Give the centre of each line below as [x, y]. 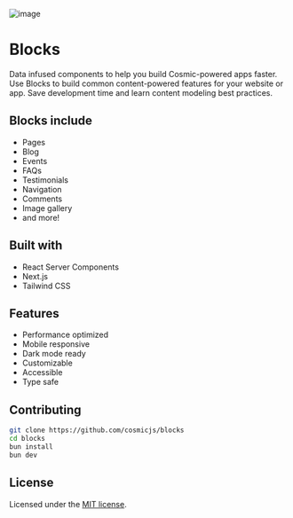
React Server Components [71, 267]
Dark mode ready [54, 354]
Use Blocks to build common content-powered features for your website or [146, 83]
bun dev [24, 455]
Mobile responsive [56, 344]
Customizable [47, 363]
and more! [41, 217]
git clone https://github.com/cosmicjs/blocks [97, 430]
